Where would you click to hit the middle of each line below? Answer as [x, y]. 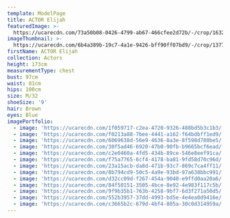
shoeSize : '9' [27, 103]
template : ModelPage [37, 13]
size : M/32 [23, 96]
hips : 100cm [24, 90]
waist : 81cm [24, 83]
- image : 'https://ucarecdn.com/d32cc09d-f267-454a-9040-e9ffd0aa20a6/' [119, 178]
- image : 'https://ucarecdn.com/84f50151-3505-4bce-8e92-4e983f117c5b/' [119, 185]
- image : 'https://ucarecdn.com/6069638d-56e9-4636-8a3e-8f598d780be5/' [119, 141]
